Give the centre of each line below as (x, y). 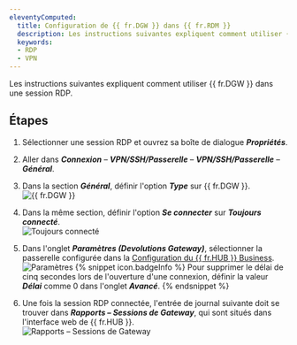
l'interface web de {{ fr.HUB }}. (78, 322)
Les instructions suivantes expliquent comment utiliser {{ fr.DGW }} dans (141, 84)
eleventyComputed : (43, 17)
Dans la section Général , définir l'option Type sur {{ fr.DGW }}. (136, 186)
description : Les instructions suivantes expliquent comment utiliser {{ (156, 34)
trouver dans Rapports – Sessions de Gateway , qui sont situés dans (147, 312)
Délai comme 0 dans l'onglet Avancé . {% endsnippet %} (126, 286)
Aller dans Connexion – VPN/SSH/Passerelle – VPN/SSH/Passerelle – (151, 159)
